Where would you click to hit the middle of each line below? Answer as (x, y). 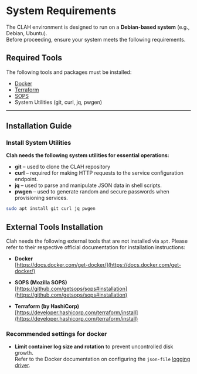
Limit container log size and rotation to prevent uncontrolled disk (94, 346)
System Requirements (61, 11)
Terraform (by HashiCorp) (47, 307)
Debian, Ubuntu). (27, 33)
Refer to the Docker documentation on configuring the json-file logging (102, 359)
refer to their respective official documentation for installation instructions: (96, 247)
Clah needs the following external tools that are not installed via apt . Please (97, 241)
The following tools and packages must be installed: (69, 72)
